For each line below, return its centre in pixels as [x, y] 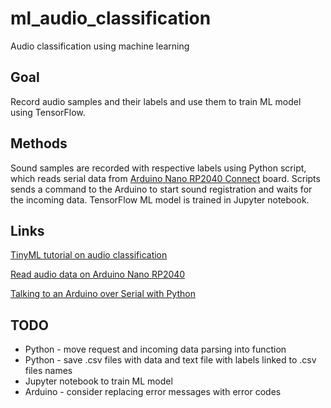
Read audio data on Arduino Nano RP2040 [98, 274]
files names [48, 371]
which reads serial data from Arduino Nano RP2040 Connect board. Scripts [165, 178]
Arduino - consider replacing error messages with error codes [153, 392]
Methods [39, 143]
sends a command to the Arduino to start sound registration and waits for [161, 189]
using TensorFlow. [48, 112]
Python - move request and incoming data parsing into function [155, 349]
